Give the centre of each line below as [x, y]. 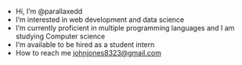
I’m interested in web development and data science [100, 20]
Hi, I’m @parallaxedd [49, 11]
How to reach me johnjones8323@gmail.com [88, 53]
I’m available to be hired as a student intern [85, 45]
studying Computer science [60, 36]
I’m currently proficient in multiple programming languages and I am [125, 28]
